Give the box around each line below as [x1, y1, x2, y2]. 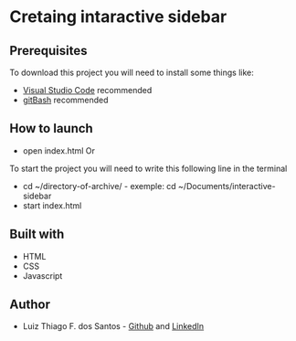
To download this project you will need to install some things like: [9, 67, 254, 78]
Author [9, 297, 50, 313]
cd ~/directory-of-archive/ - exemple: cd [22, 180, 176, 191]
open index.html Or [22, 144, 96, 156]
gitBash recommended [22, 94, 109, 105]
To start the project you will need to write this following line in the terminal [9, 163, 288, 174]
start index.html [22, 199, 82, 211]
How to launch [9, 121, 93, 136]
